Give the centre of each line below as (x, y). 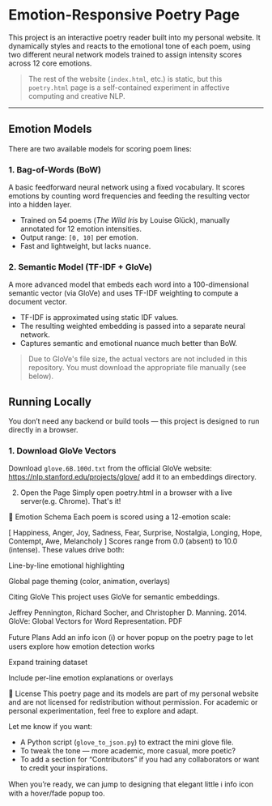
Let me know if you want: (51, 727)
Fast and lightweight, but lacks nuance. (85, 246)
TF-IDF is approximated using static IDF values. (99, 318)
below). (41, 376)
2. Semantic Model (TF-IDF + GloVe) (80, 267)
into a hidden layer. (40, 205)
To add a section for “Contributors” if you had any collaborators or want (140, 760)
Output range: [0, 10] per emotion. (79, 237)
